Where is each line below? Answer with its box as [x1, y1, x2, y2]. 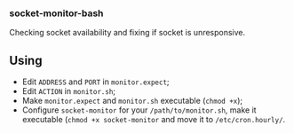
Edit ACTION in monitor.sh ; [21, 86, 116, 97]
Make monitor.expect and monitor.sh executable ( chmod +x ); [21, 96, 243, 106]
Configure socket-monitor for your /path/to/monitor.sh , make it [21, 105, 257, 115]
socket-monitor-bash [9, 7, 104, 20]
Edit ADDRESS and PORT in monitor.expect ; [21, 76, 171, 87]
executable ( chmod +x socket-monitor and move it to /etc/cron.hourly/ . [21, 114, 286, 125]
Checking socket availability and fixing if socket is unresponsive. [9, 27, 246, 38]
